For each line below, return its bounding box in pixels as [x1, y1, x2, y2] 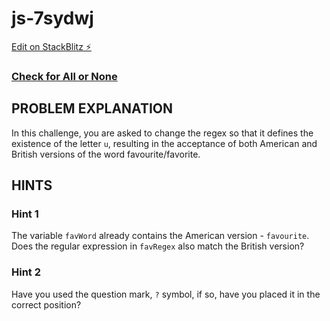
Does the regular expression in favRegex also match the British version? [11, 240, 305, 252]
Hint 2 [11, 265, 42, 279]
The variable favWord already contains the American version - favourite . [11, 230, 310, 242]
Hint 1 [11, 207, 39, 221]
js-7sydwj [11, 7, 94, 30]
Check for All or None [11, 69, 118, 83]
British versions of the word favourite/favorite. [11, 148, 201, 160]
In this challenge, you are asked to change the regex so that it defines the [11, 127, 314, 139]
